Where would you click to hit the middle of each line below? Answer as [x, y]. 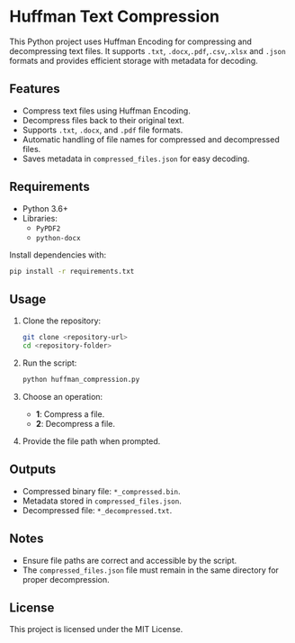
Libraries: [40, 218]
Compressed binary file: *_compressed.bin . [101, 491]
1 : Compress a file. [70, 414]
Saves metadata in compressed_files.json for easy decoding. [136, 158]
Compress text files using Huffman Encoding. [106, 111]
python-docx [58, 238]
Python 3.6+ [45, 208]
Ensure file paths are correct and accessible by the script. [130, 560]
